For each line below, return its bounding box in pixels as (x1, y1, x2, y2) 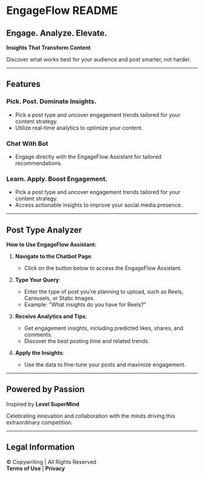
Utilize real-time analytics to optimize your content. (15, 124, 143, 131)
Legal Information (6, 442, 75, 452)
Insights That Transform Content (6, 44, 91, 51)
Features (6, 79, 41, 89)
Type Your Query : (15, 276, 61, 283)
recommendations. (15, 159, 63, 167)
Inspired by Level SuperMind (6, 400, 80, 407)
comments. (24, 331, 53, 338)
